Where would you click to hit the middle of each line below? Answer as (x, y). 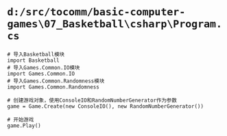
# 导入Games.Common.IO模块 (44, 67)
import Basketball (33, 60)
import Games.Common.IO (41, 73)
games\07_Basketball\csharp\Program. (115, 24)
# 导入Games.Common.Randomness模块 (56, 81)
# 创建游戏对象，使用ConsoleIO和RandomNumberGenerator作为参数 (92, 100)
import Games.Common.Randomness (53, 87)
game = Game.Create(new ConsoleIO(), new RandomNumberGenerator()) (106, 106)
